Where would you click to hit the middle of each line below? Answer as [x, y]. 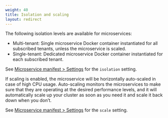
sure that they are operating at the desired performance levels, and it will [81, 90]
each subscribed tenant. [38, 60]
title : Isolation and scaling [37, 15]
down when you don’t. [29, 100]
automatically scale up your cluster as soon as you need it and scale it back [84, 95]
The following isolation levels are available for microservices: [69, 34]
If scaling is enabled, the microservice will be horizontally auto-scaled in [80, 79]
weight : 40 [17, 10]
